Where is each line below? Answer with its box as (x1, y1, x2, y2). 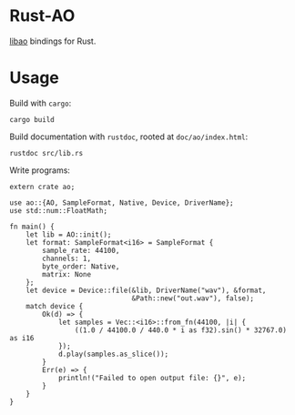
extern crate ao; (9, 182, 76, 191)
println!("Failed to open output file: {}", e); (57, 373, 247, 382)
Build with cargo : (9, 97, 72, 108)
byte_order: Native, (42, 261, 120, 271)
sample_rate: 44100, (42, 246, 120, 255)
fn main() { (9, 222, 55, 231)
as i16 (9, 333, 35, 342)
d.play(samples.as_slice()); (57, 349, 169, 359)
